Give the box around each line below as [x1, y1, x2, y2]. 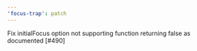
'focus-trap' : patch [7, 10, 68, 17]
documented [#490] [7, 36, 65, 45]
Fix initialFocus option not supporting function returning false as [7, 29, 191, 37]
